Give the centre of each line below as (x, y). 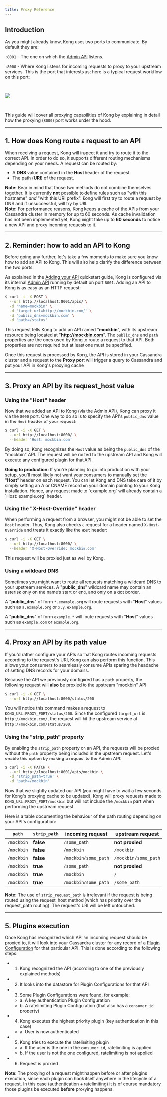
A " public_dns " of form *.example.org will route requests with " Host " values (83, 601)
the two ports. (19, 268)
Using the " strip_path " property (44, 737)
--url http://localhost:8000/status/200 (52, 699)
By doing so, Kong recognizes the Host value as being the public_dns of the (83, 449)
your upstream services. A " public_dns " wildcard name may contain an (78, 587)
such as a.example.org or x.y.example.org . (49, 607)
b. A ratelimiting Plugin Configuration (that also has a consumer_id (86, 1006)
